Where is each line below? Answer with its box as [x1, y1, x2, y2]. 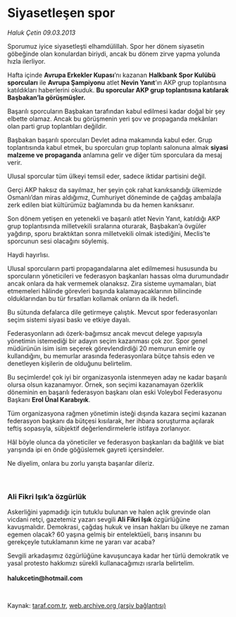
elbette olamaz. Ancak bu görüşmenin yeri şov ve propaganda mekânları [7, 114, 218, 123]
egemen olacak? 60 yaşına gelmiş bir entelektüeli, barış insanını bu [7, 530, 201, 539]
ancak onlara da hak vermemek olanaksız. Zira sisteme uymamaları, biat [7, 279, 216, 288]
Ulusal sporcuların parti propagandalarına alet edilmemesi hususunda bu [7, 264, 218, 273]
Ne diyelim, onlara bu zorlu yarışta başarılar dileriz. [7, 459, 155, 467]
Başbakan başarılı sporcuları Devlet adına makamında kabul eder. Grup [7, 136, 213, 144]
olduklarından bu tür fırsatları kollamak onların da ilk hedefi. [7, 294, 180, 302]
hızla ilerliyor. [7, 57, 46, 65]
